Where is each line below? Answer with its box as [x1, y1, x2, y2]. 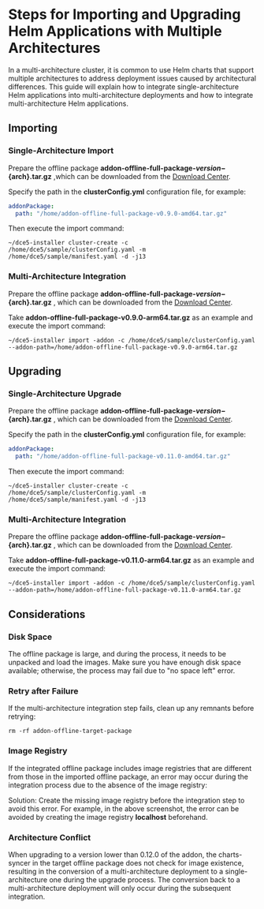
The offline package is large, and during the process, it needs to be [8, 649, 227, 659]
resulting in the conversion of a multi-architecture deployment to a [8, 866, 224, 876]
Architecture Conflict [8, 832, 91, 843]
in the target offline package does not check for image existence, [32, 858, 244, 867]
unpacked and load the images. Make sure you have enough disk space [8, 657, 242, 668]
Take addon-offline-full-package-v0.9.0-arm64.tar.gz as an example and [8, 312, 254, 322]
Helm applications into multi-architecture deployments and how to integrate [8, 90, 254, 99]
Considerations [8, 608, 86, 621]
